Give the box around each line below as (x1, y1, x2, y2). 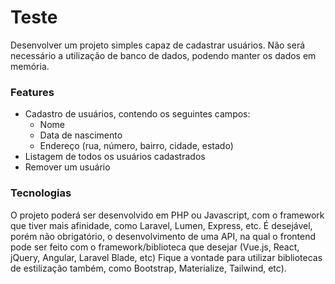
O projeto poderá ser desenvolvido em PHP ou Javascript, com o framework (10, 209, 325, 221)
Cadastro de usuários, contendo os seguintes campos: (24, 108, 251, 120)
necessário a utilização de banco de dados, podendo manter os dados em (10, 49, 317, 61)
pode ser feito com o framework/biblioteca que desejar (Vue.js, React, (10, 241, 300, 253)
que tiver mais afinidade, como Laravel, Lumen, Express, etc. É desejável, (10, 219, 313, 231)
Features (10, 85, 55, 99)
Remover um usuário (24, 161, 111, 173)
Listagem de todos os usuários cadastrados (24, 151, 206, 163)
